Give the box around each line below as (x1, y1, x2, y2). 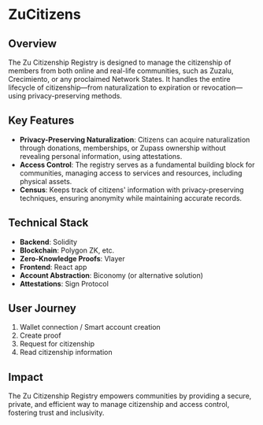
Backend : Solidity (19, 237, 77, 246)
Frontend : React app (19, 262, 87, 272)
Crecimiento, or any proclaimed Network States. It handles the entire (8, 75, 231, 83)
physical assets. (19, 176, 72, 186)
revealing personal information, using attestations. (19, 151, 183, 161)
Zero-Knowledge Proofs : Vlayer (19, 253, 125, 263)
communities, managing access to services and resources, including (19, 168, 243, 178)
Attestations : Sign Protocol (19, 279, 109, 288)
